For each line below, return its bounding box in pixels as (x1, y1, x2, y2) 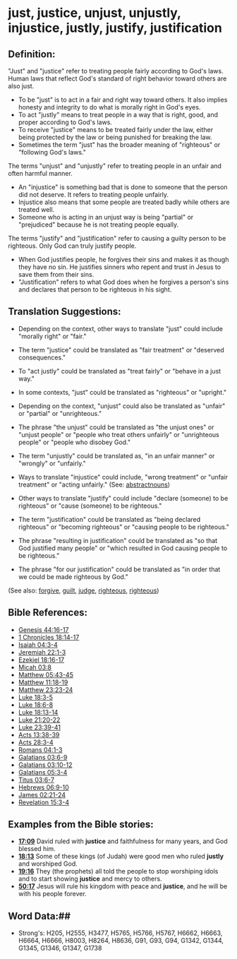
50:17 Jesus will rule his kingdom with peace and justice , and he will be (18, 882, 228, 890)
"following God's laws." (18, 148, 87, 156)
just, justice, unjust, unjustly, (8, 5, 181, 21)
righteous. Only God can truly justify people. (8, 242, 137, 250)
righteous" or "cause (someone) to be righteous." (18, 501, 162, 510)
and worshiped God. (18, 859, 78, 868)
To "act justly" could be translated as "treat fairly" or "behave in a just (18, 367, 221, 375)
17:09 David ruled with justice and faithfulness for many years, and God (18, 837, 228, 845)
